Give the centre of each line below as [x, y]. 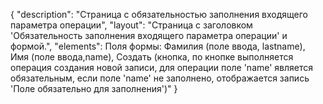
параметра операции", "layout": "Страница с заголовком [131, 25]
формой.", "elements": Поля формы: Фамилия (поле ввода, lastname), [158, 46]
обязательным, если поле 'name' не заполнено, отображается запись [160, 78]
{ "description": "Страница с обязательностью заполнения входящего [159, 14]
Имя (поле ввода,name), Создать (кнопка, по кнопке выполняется [152, 57]
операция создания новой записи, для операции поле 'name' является [162, 67]
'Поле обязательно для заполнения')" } [94, 88]
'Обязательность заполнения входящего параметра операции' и [149, 35]
